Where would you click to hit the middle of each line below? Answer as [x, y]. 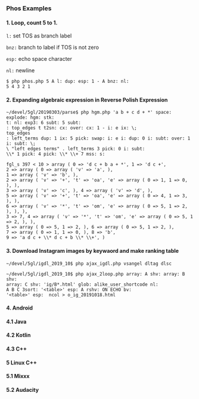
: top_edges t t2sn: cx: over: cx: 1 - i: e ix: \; [71, 128]
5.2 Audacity [23, 389]
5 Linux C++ [21, 363]
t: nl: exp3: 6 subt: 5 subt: [44, 123]
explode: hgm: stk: [30, 117]
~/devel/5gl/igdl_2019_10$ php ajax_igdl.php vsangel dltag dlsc [89, 264]
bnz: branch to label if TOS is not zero [53, 47]
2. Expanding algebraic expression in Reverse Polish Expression [87, 100]
